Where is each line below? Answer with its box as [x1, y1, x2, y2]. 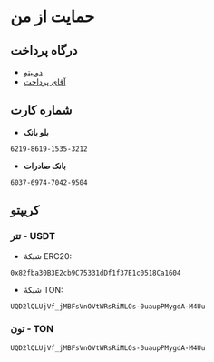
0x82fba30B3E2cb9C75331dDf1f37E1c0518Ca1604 [10, 268, 181, 277]
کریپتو [10, 203, 40, 218]
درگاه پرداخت [10, 43, 78, 58]
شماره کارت [10, 103, 73, 118]
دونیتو [23, 66, 44, 77]
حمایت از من [10, 6, 95, 27]
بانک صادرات [23, 160, 66, 171]
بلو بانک [23, 126, 49, 137]
